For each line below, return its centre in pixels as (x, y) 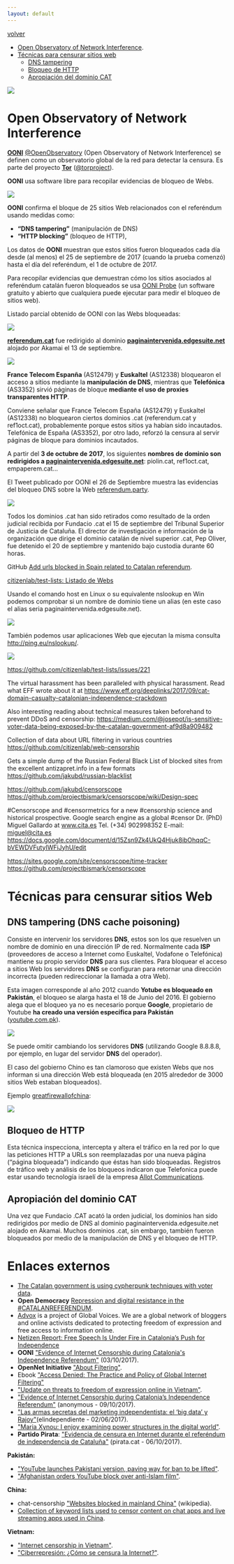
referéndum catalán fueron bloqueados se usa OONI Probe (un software (111, 285)
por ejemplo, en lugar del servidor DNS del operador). (85, 1054)
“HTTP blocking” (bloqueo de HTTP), (72, 236)
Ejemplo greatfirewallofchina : (49, 1096)
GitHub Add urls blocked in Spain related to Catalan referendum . (100, 566)
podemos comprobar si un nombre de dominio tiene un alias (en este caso (114, 601)
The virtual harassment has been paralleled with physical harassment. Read (116, 683)
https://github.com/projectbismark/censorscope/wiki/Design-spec (103, 796)
